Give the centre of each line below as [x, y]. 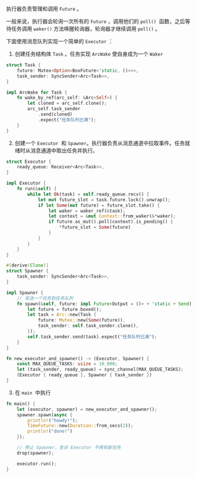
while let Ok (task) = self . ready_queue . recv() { [88, 194]
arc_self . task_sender [54, 109]
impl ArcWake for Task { [37, 92]
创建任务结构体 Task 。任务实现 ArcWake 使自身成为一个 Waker [89, 54]
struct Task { [24, 65]
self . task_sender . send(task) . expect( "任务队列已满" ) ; [92, 336]
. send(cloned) [55, 114]
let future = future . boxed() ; [64, 309]
